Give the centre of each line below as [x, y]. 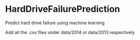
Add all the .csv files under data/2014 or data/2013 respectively [70, 32]
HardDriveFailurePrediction [63, 9]
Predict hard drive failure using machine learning [55, 23]
